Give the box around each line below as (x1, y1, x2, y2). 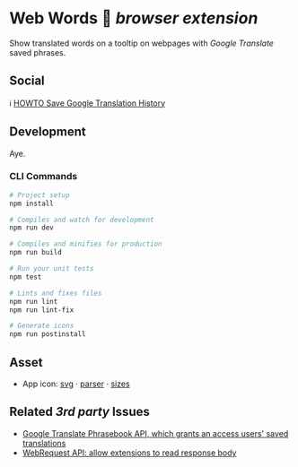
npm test (9, 272, 42, 281)
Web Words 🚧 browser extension (9, 8, 259, 29)
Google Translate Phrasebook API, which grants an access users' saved (22, 428, 289, 438)
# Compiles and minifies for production (9, 239, 163, 249)
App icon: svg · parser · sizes (22, 378, 130, 389)
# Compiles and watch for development (9, 215, 154, 224)
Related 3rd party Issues (9, 404, 150, 419)
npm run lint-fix (9, 305, 74, 315)
